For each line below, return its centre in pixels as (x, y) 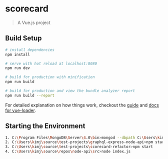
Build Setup (23, 38)
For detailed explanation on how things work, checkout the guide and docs (82, 105)
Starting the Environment (45, 126)
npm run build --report (30, 95)
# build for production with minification (50, 77)
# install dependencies (30, 50)
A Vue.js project (34, 22)
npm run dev (17, 68)
